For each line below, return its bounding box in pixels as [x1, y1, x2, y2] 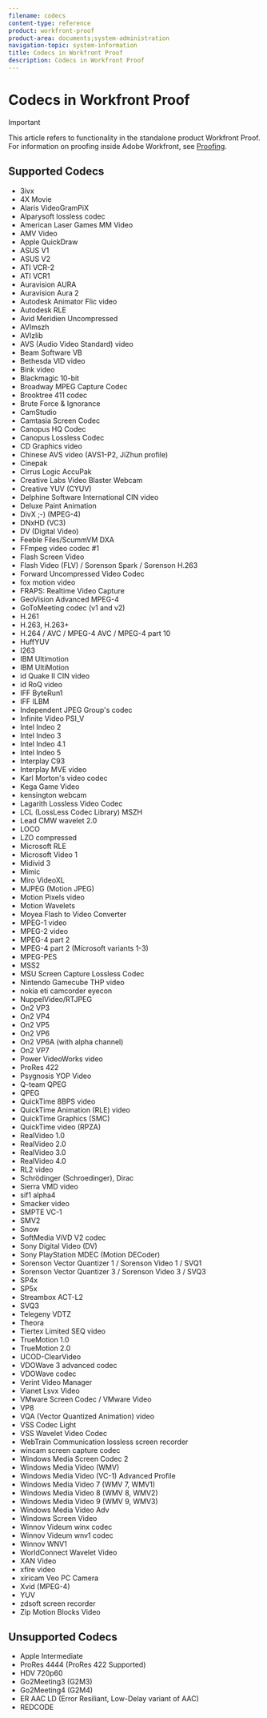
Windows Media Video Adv [19, 1505, 110, 1515]
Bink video [19, 364, 55, 374]
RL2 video [19, 1165, 54, 1174]
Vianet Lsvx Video [19, 1386, 80, 1395]
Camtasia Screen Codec [19, 416, 101, 425]
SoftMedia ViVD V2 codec [19, 1233, 106, 1242]
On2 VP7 [19, 1045, 50, 1055]
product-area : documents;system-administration [8, 34, 170, 42]
